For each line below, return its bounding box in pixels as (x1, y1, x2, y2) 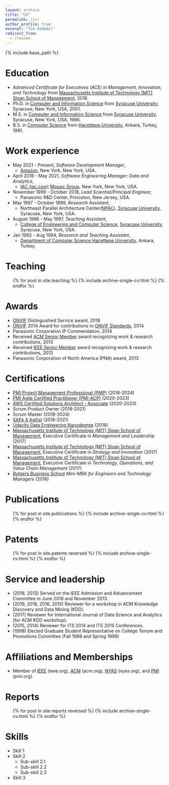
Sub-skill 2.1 (20, 759, 46, 765)
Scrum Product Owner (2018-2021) (12, 405, 86, 412)
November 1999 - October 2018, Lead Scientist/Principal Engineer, (12, 189, 152, 195)
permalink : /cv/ (5, 17, 40, 22)
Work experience (5, 145, 80, 156)
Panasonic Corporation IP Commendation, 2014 (12, 328, 113, 334)
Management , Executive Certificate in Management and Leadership (12, 432, 155, 439)
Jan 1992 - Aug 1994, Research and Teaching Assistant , (12, 232, 130, 238)
